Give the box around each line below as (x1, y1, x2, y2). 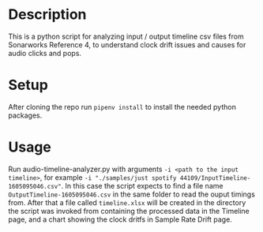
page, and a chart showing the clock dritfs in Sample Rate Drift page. (8, 215, 233, 224)
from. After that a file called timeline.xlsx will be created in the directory (8, 197, 246, 207)
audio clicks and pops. (8, 48, 81, 58)
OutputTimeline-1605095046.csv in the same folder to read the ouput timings (8, 189, 255, 199)
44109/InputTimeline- (179, 174, 251, 182)
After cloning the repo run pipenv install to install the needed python (8, 102, 237, 111)
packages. (8, 110, 43, 120)
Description (8, 6, 87, 24)
